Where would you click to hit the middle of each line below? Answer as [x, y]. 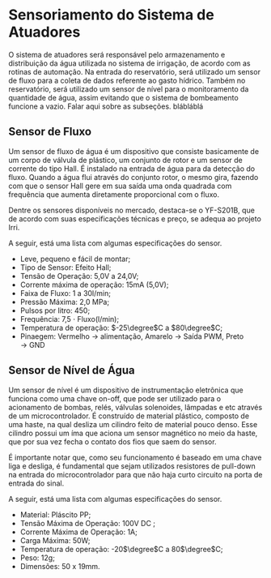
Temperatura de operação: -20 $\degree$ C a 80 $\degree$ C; [121, 549]
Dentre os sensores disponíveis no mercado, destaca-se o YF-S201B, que [131, 210]
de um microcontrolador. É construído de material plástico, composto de [129, 416]
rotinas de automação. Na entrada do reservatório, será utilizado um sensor [135, 71]
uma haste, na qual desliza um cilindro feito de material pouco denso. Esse [133, 424]
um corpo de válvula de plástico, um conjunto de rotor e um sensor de [125, 160]
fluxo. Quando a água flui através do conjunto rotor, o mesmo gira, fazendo [133, 177]
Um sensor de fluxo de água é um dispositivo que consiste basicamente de [134, 151]
